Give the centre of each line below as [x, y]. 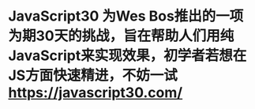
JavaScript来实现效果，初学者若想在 [127, 56]
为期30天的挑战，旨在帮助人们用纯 [121, 36]
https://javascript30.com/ [96, 93]
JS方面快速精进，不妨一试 [93, 75]
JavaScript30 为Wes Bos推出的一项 [126, 16]
